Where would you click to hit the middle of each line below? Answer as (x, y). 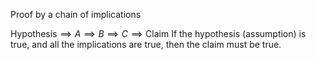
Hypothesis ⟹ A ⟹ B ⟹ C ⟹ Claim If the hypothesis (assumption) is (158, 33)
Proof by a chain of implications (76, 14)
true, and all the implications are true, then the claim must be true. (146, 44)
